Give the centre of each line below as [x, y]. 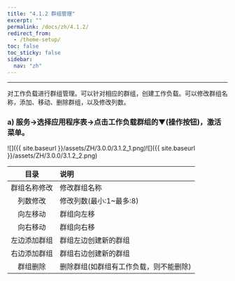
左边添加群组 [32, 240]
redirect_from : [29, 33]
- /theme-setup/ [37, 40]
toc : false [23, 46]
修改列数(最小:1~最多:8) [99, 200]
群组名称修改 [32, 188]
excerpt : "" [24, 20]
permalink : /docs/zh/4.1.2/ [48, 27]
